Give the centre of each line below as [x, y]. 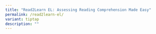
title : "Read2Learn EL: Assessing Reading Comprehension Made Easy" [78, 10]
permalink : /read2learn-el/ [35, 14]
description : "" [22, 24]
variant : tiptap [22, 19]
